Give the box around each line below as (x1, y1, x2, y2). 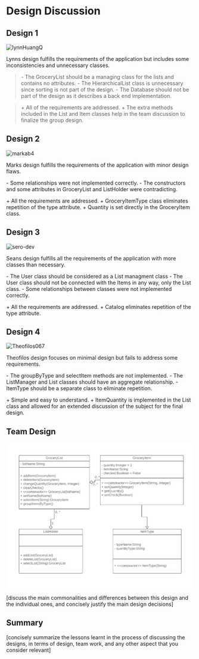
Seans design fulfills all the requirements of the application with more (6, 255, 176, 262)
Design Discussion (6, 4, 101, 18)
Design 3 (6, 227, 40, 237)
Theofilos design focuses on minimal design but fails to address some (6, 354, 178, 361)
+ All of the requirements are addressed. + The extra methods (20, 104, 173, 111)
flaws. (6, 167, 21, 174)
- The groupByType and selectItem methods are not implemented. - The (6, 372, 184, 379)
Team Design (6, 426, 56, 437)
